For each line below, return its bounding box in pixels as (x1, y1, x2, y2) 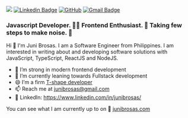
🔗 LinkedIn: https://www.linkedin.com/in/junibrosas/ (14, 94, 141, 101)
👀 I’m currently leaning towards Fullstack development (14, 72, 148, 79)
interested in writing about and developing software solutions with (6, 48, 168, 56)
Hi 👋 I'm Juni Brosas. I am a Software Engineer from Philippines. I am (6, 42, 174, 49)
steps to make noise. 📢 (6, 28, 73, 37)
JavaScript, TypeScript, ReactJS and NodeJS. (6, 55, 119, 62)
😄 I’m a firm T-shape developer (14, 79, 93, 86)
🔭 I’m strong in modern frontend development (14, 66, 126, 74)
